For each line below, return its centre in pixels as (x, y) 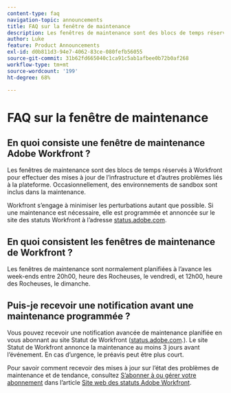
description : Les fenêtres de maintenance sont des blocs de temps (106, 33)
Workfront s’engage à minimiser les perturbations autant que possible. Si (110, 205)
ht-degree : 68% (29, 77)
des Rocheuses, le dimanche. (49, 284)
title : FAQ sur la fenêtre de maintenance (69, 26)
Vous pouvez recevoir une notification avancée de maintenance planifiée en (114, 332)
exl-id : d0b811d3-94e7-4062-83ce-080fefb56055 (75, 52)
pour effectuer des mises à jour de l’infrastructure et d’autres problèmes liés (115, 178)
